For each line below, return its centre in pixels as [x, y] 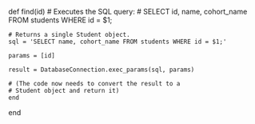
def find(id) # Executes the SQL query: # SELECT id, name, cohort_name [128, 12]
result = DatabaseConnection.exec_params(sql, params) [102, 70]
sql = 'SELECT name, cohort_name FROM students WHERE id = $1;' [118, 42]
